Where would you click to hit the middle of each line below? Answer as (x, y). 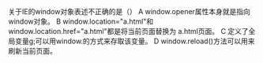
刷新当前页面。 (32, 51)
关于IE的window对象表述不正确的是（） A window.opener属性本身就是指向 (130, 11)
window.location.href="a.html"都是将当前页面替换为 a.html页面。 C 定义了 (128, 31)
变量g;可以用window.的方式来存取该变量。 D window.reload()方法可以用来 (135, 41)
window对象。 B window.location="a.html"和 (81, 21)
